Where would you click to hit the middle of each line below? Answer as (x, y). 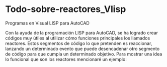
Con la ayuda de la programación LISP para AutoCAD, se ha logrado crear (82, 32)
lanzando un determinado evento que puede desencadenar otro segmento (82, 48)
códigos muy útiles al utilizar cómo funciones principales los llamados (78, 38)
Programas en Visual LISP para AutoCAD (47, 23)
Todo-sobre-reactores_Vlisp (66, 9)
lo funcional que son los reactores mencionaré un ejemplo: (66, 59)
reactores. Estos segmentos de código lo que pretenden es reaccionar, (79, 43)
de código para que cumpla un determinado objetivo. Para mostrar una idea (84, 54)
